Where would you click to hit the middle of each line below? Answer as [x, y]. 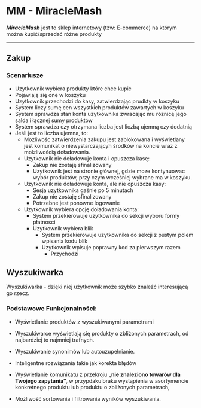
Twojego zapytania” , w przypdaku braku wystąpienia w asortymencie [102, 380]
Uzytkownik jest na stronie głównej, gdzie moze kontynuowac [109, 171]
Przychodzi [65, 254]
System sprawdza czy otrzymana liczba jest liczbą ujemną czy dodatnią [103, 126]
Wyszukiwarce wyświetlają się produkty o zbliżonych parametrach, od [102, 333]
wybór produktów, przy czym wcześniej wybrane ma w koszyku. [112, 177]
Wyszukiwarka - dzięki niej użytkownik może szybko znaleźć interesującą [97, 287]
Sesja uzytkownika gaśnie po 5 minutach [83, 190]
